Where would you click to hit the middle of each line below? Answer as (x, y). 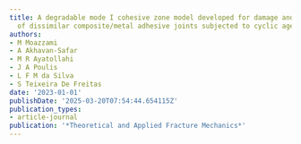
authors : (26, 34)
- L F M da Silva (42, 76)
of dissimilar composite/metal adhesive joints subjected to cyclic (148, 26)
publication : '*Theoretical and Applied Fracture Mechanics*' (128, 126)
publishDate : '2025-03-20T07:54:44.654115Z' (94, 101)
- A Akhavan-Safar (43, 51)
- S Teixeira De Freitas (56, 84)
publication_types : (46, 109)
